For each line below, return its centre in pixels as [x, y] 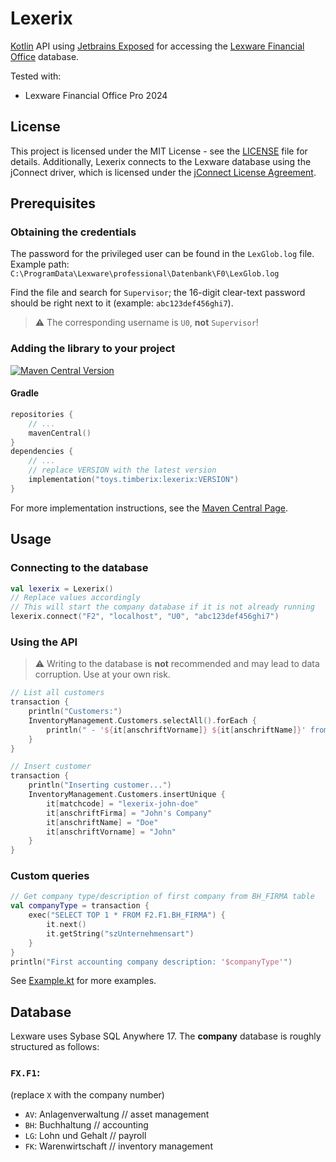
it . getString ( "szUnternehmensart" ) [120, 933]
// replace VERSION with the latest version [122, 470]
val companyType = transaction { [80, 906]
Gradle [25, 393]
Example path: [40, 264]
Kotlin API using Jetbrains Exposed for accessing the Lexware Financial [157, 46]
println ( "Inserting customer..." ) [100, 785]
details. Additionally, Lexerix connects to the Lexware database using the [161, 161]
